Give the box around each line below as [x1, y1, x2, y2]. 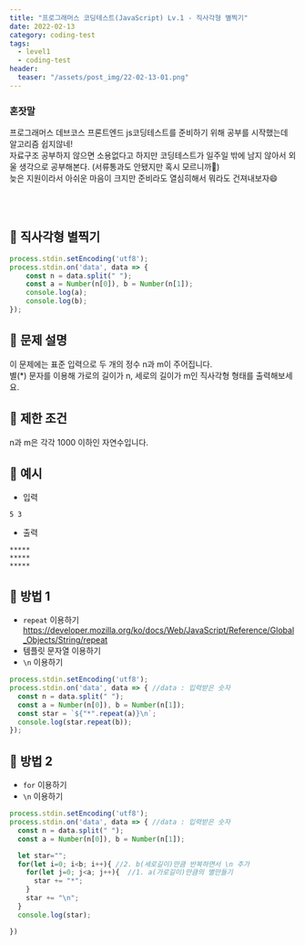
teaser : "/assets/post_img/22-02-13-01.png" [17, 73, 189, 82]
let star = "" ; [17, 851, 67, 860]
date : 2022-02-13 [9, 22, 76, 31]
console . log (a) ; [25, 289, 88, 298]
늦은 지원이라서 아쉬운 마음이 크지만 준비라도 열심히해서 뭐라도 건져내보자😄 [9, 173, 279, 184]
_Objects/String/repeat [22, 635, 108, 646]
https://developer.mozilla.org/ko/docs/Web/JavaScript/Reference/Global [22, 625, 295, 635]
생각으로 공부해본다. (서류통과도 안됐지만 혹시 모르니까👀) [18, 162, 220, 173]
